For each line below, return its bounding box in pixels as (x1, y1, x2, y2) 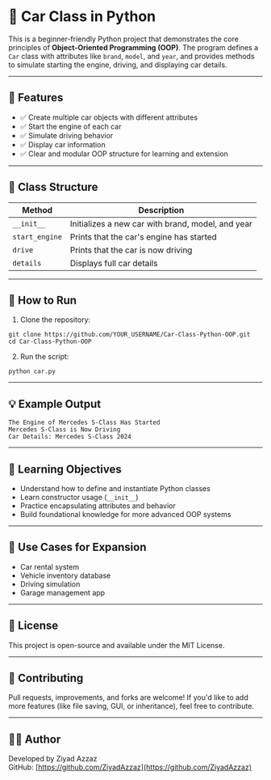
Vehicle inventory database (19, 570, 111, 580)
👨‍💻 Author (8, 732, 61, 746)
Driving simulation (19, 579, 81, 589)
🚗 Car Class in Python (8, 7, 156, 26)
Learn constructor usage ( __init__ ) (19, 493, 139, 502)
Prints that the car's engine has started (69, 231, 218, 242)
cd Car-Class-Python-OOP (8, 337, 92, 346)
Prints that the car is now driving (69, 244, 193, 256)
